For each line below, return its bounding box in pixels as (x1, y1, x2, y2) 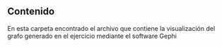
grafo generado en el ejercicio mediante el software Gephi (7, 32, 177, 40)
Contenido (7, 6, 55, 18)
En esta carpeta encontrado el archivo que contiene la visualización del (7, 24, 216, 32)
